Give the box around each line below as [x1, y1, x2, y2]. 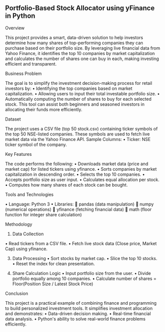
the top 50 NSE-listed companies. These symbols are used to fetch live [5, 131, 150, 137]
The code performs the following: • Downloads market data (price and [5, 161, 148, 167]
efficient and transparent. [5, 61, 57, 66]
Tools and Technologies [5, 191, 54, 198]
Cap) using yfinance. [5, 246, 48, 252]
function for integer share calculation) [5, 211, 82, 217]
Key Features [5, 151, 32, 157]
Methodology [5, 221, 33, 227]
